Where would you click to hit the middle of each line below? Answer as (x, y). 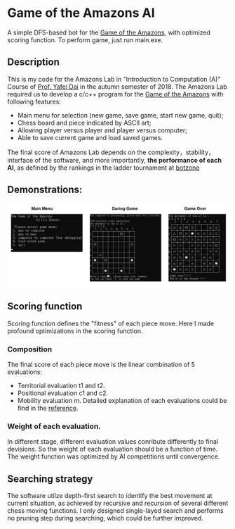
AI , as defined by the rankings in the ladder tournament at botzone (103, 168)
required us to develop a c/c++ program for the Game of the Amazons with (115, 94)
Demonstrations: (45, 190)
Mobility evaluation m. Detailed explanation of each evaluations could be (122, 401)
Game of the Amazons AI (81, 13)
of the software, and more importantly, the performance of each (128, 160)
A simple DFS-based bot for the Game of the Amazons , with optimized (109, 32)
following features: (34, 101)
